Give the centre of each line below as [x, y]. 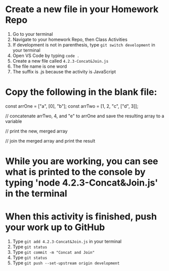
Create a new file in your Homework [82, 9]
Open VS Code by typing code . [46, 55]
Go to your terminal [33, 34]
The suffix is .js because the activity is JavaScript [64, 71]
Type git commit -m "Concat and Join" [54, 252]
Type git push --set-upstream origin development [66, 263]
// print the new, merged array [36, 131]
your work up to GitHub [55, 227]
